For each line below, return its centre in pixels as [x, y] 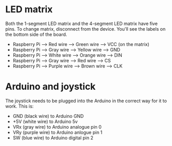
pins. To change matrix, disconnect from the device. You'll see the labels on [85, 29]
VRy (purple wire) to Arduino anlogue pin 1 [58, 132]
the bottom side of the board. [36, 34]
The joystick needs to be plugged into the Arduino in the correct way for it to [86, 101]
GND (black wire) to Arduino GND [48, 116]
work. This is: [20, 106]
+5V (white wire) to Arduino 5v [45, 121]
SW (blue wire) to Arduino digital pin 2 [53, 138]
